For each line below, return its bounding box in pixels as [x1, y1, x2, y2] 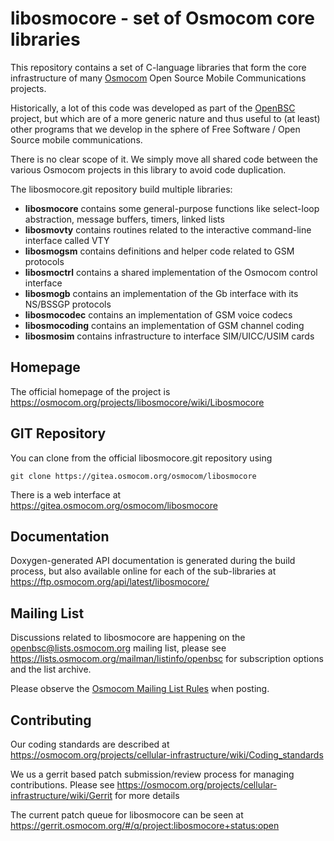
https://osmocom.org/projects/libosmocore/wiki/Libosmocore [10, 396, 265, 408]
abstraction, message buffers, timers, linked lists [24, 213, 225, 225]
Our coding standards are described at [10, 738, 170, 750]
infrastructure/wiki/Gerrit [10, 790, 113, 801]
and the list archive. [10, 663, 92, 676]
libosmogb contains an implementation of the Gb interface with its [24, 287, 299, 299]
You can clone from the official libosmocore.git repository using [10, 452, 273, 464]
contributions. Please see [10, 779, 115, 791]
